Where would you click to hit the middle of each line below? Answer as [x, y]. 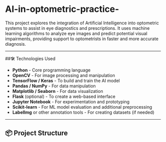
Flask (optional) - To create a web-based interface [64, 96]
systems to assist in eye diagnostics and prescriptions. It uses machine [77, 28]
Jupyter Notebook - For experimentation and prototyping [71, 102]
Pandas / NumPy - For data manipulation [54, 86]
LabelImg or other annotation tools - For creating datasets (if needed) [83, 112]
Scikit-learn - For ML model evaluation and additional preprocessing [82, 107]
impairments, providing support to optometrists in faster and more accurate [82, 39]
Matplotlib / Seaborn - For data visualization [58, 91]
